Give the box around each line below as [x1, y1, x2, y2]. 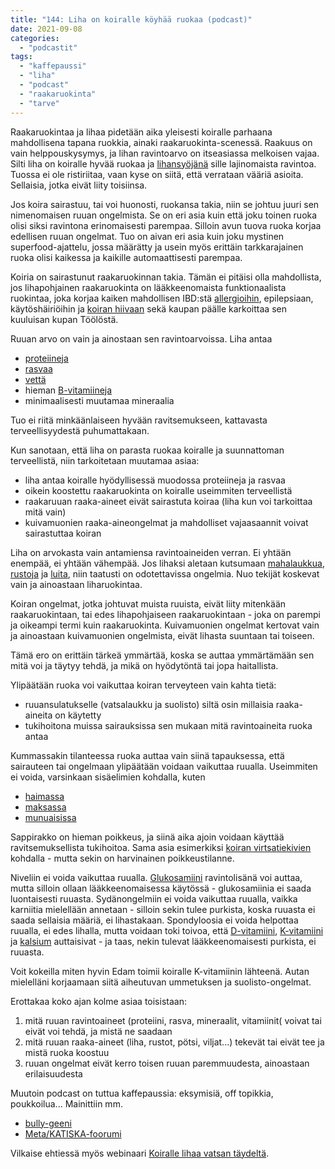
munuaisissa [24, 811, 77, 823]
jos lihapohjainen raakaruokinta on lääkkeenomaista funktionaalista [10, 281, 287, 293]
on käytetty [54, 709, 102, 721]
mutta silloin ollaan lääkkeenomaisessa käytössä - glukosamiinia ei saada [10, 882, 312, 894]
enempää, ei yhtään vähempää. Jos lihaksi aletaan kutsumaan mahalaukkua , [10, 557, 325, 569]
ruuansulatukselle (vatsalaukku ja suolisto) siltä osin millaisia [24, 698, 274, 710]
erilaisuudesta [24, 1067, 83, 1080]
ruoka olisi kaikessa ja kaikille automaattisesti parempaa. [10, 251, 243, 263]
